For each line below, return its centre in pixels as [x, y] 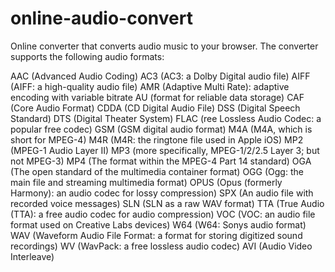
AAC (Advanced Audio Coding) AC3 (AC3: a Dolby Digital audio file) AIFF [160, 76]
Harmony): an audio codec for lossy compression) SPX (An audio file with [162, 193]
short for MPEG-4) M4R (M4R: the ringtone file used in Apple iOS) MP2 [157, 139]
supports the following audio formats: [87, 56]
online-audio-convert [101, 18]
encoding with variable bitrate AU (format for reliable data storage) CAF [157, 97]
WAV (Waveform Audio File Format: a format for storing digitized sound [156, 235]
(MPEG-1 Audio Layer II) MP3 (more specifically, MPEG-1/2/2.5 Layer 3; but [165, 150]
